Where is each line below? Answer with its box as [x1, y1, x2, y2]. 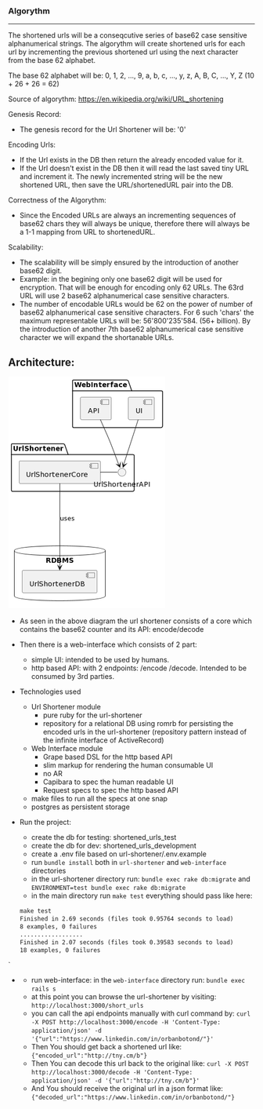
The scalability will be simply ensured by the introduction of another [19, 257, 239, 268]
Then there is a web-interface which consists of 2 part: [19, 640, 197, 649]
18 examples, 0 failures [19, 947, 101, 954]
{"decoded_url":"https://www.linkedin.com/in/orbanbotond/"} [31, 1093, 235, 1102]
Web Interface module [31, 744, 103, 753]
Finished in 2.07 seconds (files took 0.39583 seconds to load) [19, 939, 234, 947]
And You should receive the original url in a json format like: [31, 1084, 223, 1093]
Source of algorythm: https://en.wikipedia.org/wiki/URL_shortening [8, 94, 225, 104]
